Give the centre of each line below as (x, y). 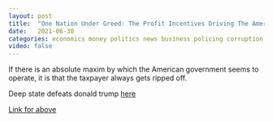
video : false (30, 46)
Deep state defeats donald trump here (72, 94)
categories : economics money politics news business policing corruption (136, 39)
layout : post (30, 16)
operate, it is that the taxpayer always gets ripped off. (98, 78)
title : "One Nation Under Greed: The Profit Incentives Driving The (129, 24)
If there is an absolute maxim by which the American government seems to (134, 69)
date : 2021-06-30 (41, 31)
